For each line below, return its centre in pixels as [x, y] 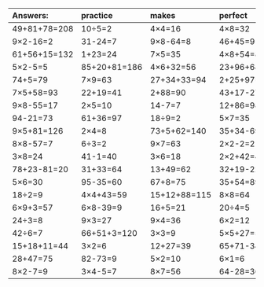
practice [97, 15]
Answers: [30, 15]
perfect [233, 15]
